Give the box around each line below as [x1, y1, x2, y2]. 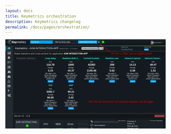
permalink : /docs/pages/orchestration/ [5, 25, 90, 30]
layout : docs [5, 8, 33, 13]
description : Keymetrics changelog [5, 19, 81, 24]
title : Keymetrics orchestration [5, 13, 76, 19]
